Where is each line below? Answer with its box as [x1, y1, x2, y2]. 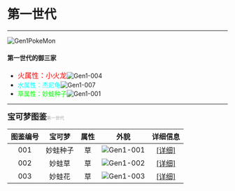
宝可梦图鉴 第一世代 [7, 112, 64, 122]
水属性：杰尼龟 [17, 81, 61, 90]
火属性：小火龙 [17, 71, 67, 80]
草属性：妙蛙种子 [17, 90, 67, 98]
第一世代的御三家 [7, 53, 57, 62]
